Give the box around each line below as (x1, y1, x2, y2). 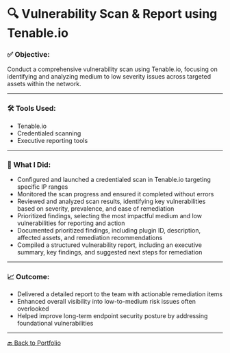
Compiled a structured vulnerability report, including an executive (16, 241, 202, 249)
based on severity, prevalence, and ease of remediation (16, 205, 175, 213)
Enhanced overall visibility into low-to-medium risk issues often (16, 298, 196, 306)
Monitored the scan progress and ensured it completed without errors (16, 190, 214, 198)
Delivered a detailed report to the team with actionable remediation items (16, 290, 223, 298)
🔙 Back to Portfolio (7, 339, 62, 347)
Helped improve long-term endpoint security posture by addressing (16, 312, 208, 320)
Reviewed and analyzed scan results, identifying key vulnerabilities (16, 197, 206, 206)
